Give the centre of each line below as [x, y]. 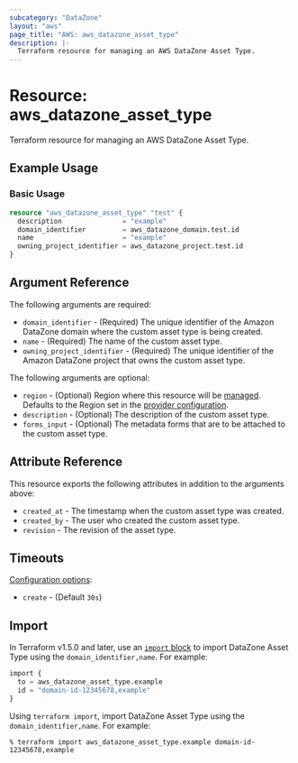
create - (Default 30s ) [62, 597]
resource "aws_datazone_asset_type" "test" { [96, 213]
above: [22, 493]
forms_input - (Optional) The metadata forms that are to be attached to [154, 424]
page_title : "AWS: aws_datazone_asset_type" [94, 34]
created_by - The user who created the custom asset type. [131, 520]
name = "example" [92, 238]
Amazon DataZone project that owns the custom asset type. [134, 360]
